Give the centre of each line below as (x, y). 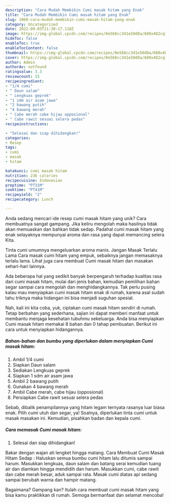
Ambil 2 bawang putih (36, 381)
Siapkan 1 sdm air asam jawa (43, 375)
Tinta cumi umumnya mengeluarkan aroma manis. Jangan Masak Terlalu (81, 250)
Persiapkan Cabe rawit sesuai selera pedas (58, 397)
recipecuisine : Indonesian (34, 180)
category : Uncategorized (32, 24)
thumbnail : (17, 53)
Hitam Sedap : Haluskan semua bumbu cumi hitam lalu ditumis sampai (79, 458)
